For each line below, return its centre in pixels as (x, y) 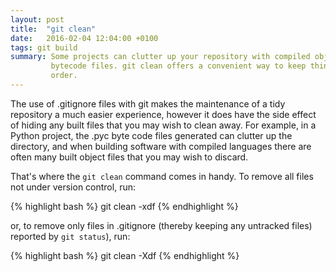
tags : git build (44, 47)
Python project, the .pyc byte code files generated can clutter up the (151, 135)
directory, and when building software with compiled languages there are (161, 146)
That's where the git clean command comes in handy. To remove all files (162, 176)
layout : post (37, 19)
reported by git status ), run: (70, 236)
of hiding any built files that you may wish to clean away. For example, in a (163, 125)
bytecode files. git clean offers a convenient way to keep (178, 66)
